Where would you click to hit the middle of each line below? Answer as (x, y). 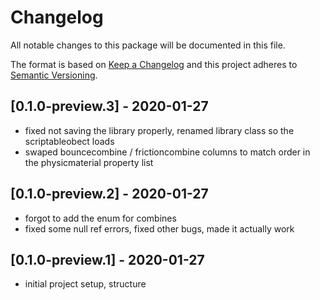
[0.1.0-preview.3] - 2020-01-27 (109, 106)
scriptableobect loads (69, 141)
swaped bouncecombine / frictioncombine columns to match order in (167, 152)
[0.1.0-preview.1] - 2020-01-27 (107, 259)
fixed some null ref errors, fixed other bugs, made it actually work (159, 228)
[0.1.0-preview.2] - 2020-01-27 (109, 194)
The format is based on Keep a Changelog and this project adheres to (154, 64)
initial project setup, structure (85, 284)
